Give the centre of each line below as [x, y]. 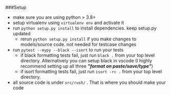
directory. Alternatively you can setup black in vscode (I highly [86, 61]
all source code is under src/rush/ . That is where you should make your [89, 82]
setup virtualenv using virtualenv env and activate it [68, 23]
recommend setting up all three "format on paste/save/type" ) [87, 66]
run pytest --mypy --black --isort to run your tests [68, 50]
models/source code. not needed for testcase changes [78, 44]
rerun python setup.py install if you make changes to [78, 39]
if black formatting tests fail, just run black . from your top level [88, 55]
